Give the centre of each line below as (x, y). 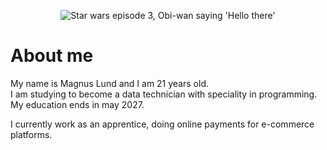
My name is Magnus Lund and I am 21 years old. (109, 83)
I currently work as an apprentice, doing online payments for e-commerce (162, 124)
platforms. (31, 134)
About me (52, 56)
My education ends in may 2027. (77, 104)
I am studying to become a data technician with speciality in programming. (164, 94)
